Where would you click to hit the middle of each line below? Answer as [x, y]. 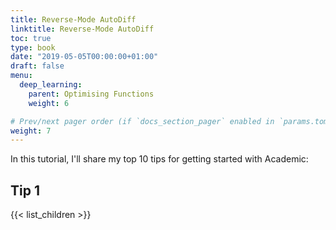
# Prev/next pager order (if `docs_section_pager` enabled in [142, 121]
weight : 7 [31, 131]
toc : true [31, 38]
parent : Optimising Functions [91, 94]
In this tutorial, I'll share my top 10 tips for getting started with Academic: [159, 159]
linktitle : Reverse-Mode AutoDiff [82, 29]
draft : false [37, 66]
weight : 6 [49, 103]
